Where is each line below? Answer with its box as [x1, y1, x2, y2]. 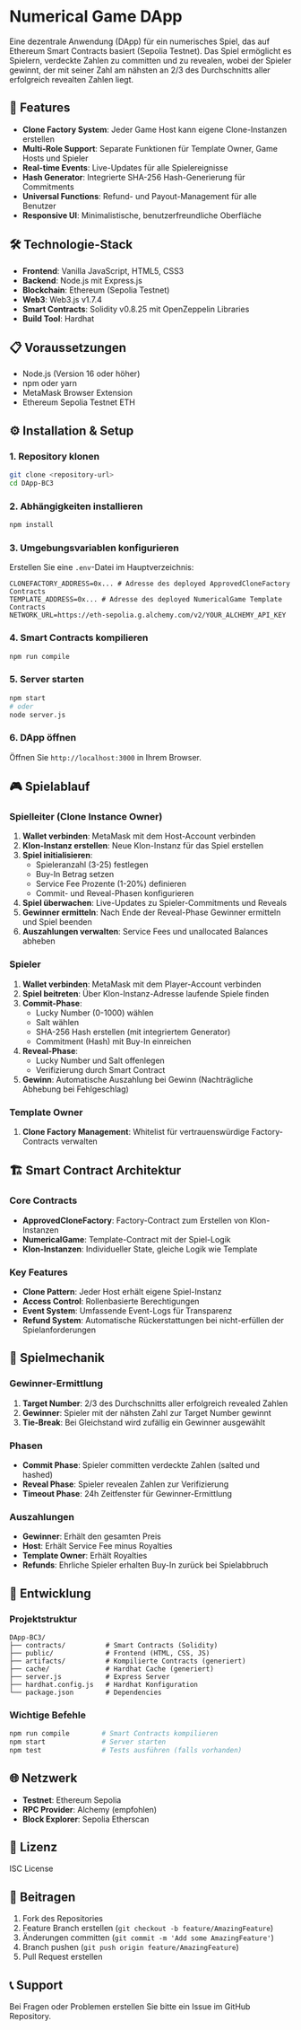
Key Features [9, 1266, 69, 1279]
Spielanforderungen [21, 1324, 97, 1335]
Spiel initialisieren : [21, 850, 93, 861]
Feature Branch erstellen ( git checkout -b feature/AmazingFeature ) [21, 1923, 274, 1934]
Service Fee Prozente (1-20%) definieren [35, 878, 186, 890]
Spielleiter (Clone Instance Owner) [9, 810, 163, 822]
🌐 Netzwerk [9, 1771, 78, 1786]
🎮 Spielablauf [9, 779, 90, 795]
